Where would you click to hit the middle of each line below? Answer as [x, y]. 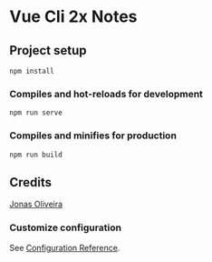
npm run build [36, 155]
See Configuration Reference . [65, 247]
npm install [32, 71]
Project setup [48, 50]
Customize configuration [66, 227]
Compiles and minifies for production [93, 136]
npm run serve [36, 113]
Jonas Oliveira [36, 204]
